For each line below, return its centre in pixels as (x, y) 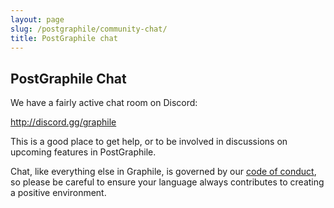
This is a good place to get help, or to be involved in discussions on (149, 142)
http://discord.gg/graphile (63, 122)
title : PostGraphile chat (64, 38)
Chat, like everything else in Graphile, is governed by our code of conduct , (163, 172)
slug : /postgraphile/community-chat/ (89, 29)
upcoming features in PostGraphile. (83, 152)
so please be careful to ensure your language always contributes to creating (167, 182)
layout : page (37, 19)
